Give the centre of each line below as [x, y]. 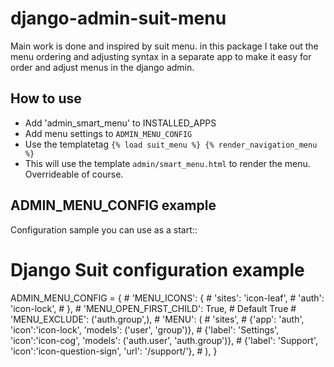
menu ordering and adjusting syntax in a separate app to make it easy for [161, 56]
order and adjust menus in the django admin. [102, 67]
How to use [46, 98]
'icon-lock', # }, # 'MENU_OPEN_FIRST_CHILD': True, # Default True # [153, 308]
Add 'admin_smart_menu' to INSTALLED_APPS [120, 123]
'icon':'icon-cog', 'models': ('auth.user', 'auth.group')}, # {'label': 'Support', [164, 340]
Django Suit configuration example [157, 269]
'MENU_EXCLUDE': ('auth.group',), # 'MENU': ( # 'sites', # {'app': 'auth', [157, 319]
